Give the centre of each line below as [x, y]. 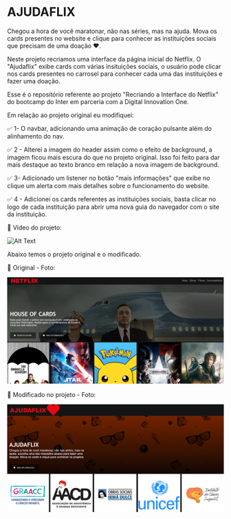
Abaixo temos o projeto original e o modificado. [74, 254]
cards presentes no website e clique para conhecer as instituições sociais [112, 38]
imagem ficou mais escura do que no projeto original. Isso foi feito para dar [113, 157]
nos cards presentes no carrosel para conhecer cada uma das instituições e [115, 74]
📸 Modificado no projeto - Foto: [52, 395]
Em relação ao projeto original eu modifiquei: [70, 115]
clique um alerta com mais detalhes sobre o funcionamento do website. [108, 185]
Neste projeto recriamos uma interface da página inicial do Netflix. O [104, 59]
